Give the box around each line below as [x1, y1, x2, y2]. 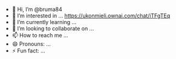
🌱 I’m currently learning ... [11, 19, 77, 25]
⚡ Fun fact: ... [11, 47, 45, 54]
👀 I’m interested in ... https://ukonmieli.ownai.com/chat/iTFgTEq [11, 12, 171, 19]
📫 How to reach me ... [11, 32, 68, 39]
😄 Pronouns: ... [11, 40, 51, 48]
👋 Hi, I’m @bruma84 [11, 6, 62, 13]
